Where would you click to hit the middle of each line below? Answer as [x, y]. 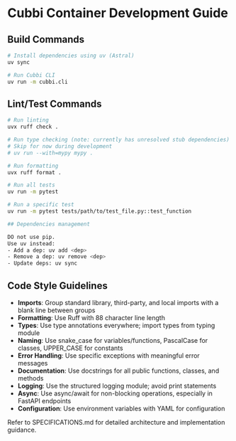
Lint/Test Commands [55, 103]
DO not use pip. [31, 237]
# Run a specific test [41, 205]
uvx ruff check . [33, 127]
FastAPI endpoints [44, 401]
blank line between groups [56, 310]
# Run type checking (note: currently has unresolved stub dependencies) [119, 140]
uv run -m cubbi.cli [38, 82]
